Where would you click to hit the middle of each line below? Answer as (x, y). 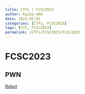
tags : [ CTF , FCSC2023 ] (28, 28)
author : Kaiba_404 (24, 14)
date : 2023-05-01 (23, 19)
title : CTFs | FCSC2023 (29, 10)
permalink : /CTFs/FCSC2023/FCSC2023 (42, 32)
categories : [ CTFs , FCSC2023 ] (36, 23)
